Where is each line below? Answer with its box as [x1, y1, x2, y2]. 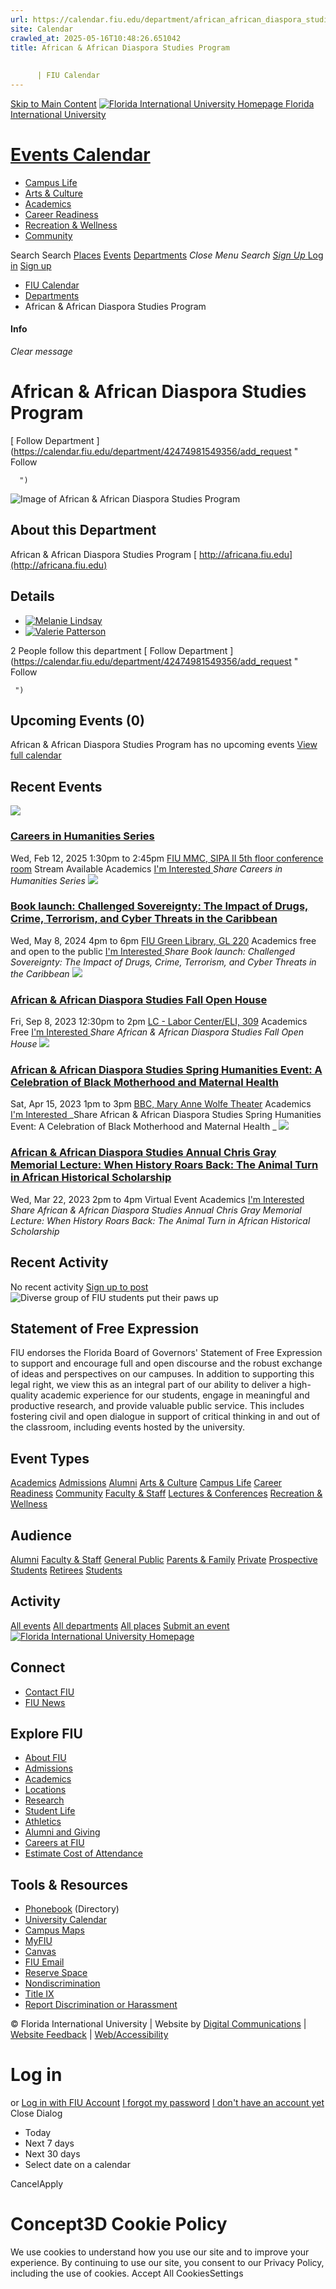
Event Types [10, 1450, 90, 1467]
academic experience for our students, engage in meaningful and [40, 1389, 310, 1401]
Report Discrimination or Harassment [24, 1999, 178, 2011]
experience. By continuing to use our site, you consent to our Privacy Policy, [10, 2257, 325, 2269]
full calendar [10, 749, 62, 761]
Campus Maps [24, 1924, 85, 1936]
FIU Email [24, 1956, 65, 1968]
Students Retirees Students [10, 1564, 123, 1576]
